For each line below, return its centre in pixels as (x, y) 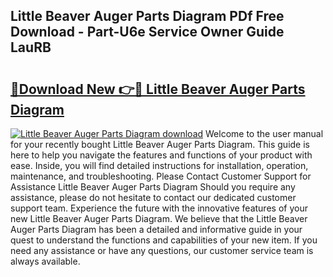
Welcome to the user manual (264, 133)
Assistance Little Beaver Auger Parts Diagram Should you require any (153, 187)
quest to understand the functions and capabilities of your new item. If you (164, 240)
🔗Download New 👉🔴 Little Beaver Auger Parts (158, 89)
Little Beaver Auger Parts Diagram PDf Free (147, 16)
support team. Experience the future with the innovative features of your (159, 208)
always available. (45, 261)
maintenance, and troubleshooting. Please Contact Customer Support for (161, 176)
